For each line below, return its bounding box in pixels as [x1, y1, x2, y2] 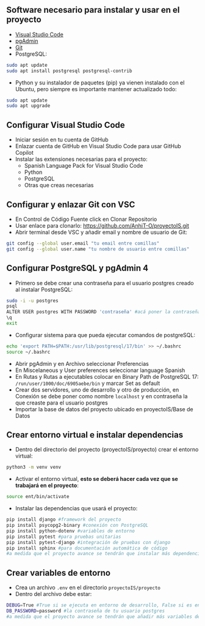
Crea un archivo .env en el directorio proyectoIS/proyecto [15, 584, 160, 591]
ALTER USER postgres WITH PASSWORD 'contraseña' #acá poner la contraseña [6, 309, 201, 315]
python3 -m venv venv [6, 464, 62, 471]
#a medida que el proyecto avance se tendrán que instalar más [6, 551, 171, 557]
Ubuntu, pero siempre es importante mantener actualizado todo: [15, 85, 177, 92]
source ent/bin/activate [6, 494, 70, 500]
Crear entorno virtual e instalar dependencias [6, 430, 184, 440]
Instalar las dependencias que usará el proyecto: [15, 505, 138, 512]
